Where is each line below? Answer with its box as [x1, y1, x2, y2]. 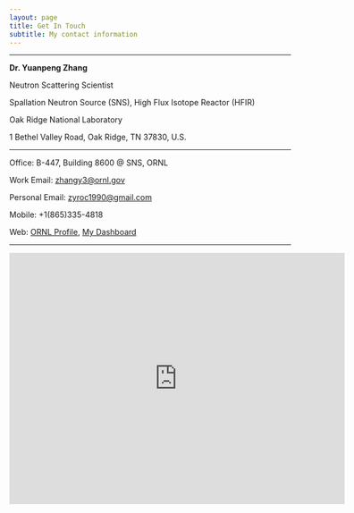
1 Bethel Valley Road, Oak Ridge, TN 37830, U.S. [9, 131, 187, 143]
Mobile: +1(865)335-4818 [9, 209, 104, 220]
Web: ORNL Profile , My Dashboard [9, 227, 137, 238]
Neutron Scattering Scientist [9, 80, 114, 90]
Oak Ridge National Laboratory [9, 114, 123, 125]
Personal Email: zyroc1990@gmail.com [9, 192, 152, 203]
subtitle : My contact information [9, 29, 139, 38]
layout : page [9, 13, 58, 22]
